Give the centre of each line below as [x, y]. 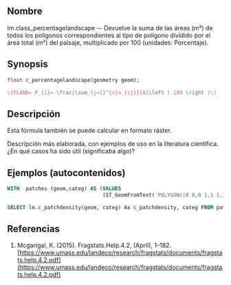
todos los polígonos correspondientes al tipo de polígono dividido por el [109, 35]
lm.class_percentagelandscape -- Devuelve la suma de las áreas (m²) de [110, 28]
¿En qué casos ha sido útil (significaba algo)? [71, 151]
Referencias [34, 229]
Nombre [25, 11]
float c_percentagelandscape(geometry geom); [73, 80]
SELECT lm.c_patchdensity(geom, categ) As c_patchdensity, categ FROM [110, 207]
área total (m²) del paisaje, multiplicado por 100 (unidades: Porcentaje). [108, 42]
